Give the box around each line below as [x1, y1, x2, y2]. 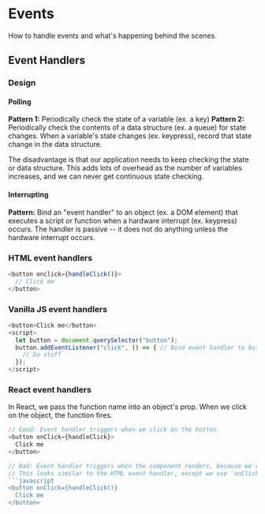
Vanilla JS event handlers [8, 303, 108, 314]
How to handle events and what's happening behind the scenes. [8, 31, 217, 40]
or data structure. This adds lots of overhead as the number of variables [8, 163, 243, 173]
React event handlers [8, 384, 92, 395]
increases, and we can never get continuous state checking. [8, 171, 204, 182]
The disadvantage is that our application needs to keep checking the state [8, 155, 249, 164]
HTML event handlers [8, 252, 93, 263]
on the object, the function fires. [8, 411, 113, 420]
